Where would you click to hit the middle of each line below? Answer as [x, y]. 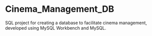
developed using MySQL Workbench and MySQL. [56, 28]
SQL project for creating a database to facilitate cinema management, [76, 23]
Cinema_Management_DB [60, 9]
